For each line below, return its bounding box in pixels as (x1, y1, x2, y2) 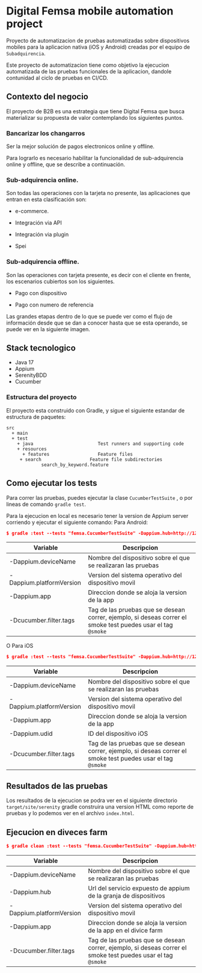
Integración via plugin (14, 231, 69, 238)
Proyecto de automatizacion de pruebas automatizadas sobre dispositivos (6, 37, 190, 44)
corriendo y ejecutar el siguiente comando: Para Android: (6, 518, 148, 526)
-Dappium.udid (9, 730, 53, 738)
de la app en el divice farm (88, 926, 163, 934)
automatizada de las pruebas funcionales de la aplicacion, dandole (6, 67, 172, 75)
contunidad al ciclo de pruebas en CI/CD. (6, 74, 108, 81)
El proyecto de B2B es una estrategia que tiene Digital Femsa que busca (6, 107, 185, 115)
